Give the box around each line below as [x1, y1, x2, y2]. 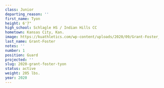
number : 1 [5, 48, 25, 53]
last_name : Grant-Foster [5, 39, 56, 44]
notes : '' [5, 44, 25, 48]
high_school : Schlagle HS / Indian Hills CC [5, 25, 97, 30]
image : [5, 35, 19, 40]
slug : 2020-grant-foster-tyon [5, 62, 67, 66]
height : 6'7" [5, 21, 32, 26]
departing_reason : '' [5, 12, 49, 17]
